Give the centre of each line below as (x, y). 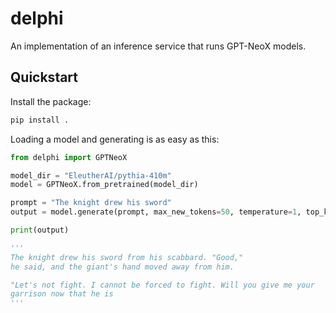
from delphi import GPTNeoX (69, 157)
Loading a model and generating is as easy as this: (115, 139)
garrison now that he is (62, 294)
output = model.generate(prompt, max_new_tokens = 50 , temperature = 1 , (156, 212)
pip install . (40, 120)
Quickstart (44, 77)
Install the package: (51, 101)
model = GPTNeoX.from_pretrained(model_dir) (104, 185)
